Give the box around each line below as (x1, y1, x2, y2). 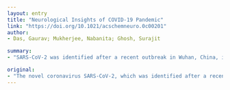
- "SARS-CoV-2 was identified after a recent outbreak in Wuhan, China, (7, 54, 219, 61)
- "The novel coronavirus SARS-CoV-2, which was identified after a (7, 72, 207, 79)
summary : (7, 48, 32, 55)
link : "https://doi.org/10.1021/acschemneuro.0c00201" (7, 22, 167, 29)
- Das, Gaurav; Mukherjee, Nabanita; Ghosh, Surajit (7, 35, 161, 42)
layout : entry (7, 10, 48, 17)
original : (7, 66, 36, 73)
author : (7, 29, 29, 36)
